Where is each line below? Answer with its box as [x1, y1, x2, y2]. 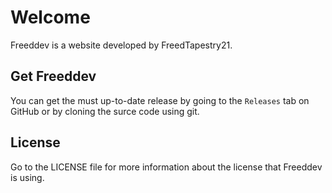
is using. [10, 171, 45, 183]
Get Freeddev [10, 68, 97, 85]
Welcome [10, 6, 91, 29]
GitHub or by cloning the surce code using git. [10, 105, 200, 117]
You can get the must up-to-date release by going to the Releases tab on [10, 94, 310, 106]
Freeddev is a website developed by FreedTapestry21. [10, 39, 233, 51]
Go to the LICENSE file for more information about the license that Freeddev [10, 161, 323, 173]
